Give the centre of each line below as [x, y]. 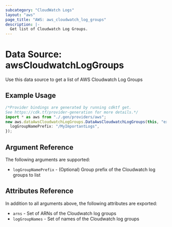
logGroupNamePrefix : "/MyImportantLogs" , [55, 127]
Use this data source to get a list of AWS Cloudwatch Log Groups [74, 79]
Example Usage [31, 96]
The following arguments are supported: [48, 159]
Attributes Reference [39, 191]
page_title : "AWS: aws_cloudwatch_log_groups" [56, 19]
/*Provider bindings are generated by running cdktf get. [68, 107]
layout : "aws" [20, 15]
